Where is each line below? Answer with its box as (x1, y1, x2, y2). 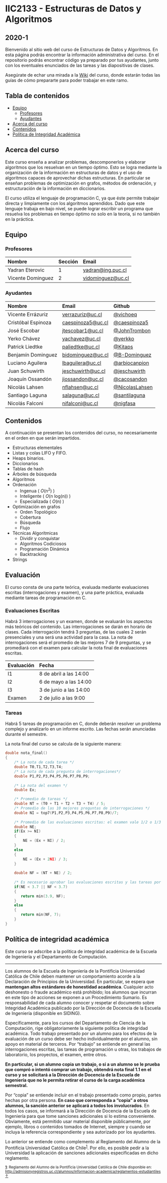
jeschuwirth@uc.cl (62, 367, 106, 374)
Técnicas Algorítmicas (12, 530, 58, 536)
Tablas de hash (12, 466, 44, 472)
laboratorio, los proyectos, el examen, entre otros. (5, 1051, 107, 1057)
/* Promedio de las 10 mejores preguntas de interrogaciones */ (14, 806, 150, 811)
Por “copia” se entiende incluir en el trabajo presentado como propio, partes (5, 1092, 162, 1098)
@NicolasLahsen (113, 383, 153, 390)
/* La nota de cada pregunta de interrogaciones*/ (14, 769, 121, 774)
